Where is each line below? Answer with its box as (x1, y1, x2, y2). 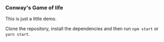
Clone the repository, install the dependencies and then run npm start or (5, 26, 159, 32)
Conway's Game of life (5, 4, 63, 11)
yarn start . (5, 31, 30, 37)
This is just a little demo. (5, 16, 57, 22)
